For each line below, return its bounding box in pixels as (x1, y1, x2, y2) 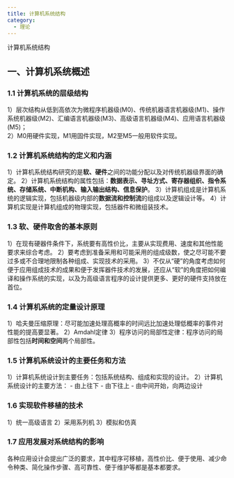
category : (7, 17, 36, 24)
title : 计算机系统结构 (7, 10, 66, 17)
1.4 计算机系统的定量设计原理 (7, 301, 105, 311)
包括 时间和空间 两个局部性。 (19, 336, 99, 345)
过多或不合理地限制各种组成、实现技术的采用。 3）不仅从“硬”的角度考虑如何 (7, 256, 226, 265)
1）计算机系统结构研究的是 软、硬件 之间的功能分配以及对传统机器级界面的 (7, 168, 217, 177)
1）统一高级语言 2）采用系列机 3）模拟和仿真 (7, 418, 137, 426)
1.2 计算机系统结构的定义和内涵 (7, 151, 112, 160)
